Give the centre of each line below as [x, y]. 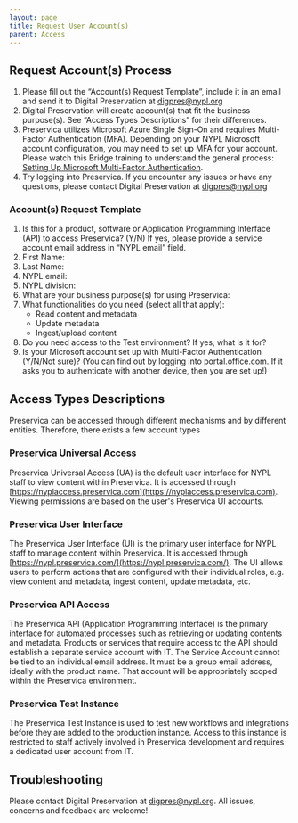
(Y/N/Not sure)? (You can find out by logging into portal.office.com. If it [152, 361]
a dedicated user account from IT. [72, 752]
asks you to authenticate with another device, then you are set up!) [145, 371]
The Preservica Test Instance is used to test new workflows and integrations [149, 723]
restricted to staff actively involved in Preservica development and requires [147, 742]
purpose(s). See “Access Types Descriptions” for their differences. [144, 120]
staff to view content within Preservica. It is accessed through [122, 481]
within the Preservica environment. [73, 681]
